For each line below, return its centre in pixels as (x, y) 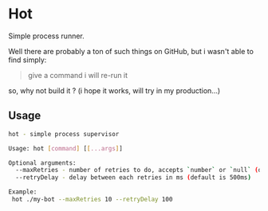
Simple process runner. (47, 36)
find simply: (28, 60)
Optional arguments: (43, 163)
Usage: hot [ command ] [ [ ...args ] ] (66, 148)
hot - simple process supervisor (64, 134)
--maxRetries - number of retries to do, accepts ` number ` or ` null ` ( (137, 170)
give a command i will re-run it (78, 75)
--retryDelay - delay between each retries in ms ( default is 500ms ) (133, 178)
